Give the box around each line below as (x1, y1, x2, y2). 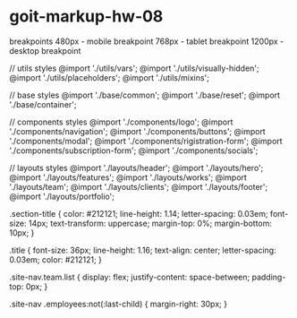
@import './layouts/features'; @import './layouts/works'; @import (9, 172, 248, 183)
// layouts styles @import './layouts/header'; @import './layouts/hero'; (9, 162, 264, 173)
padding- (251, 271, 286, 282)
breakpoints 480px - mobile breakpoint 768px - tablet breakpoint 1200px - (9, 36, 284, 47)
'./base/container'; (9, 99, 77, 109)
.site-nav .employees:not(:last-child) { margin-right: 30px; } (9, 298, 228, 309)
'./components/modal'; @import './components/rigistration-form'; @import (9, 135, 284, 146)
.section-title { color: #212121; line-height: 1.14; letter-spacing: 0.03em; (9, 208, 268, 219)
